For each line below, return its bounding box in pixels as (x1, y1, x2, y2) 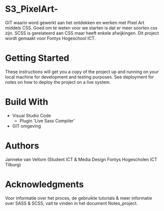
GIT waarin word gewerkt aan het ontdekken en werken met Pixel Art (5, 20, 145, 26)
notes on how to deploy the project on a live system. (5, 79, 111, 85)
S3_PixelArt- (5, 3, 58, 15)
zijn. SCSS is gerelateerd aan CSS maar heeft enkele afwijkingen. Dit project (5, 30, 159, 36)
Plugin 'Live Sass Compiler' (19, 118, 75, 124)
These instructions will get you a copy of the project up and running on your (5, 69, 159, 75)
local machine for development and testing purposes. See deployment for (5, 74, 154, 79)
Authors (5, 140, 39, 151)
